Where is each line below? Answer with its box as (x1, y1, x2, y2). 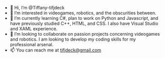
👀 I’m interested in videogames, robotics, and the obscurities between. (10, 10, 157, 16)
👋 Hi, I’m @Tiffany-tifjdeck (10, 5, 65, 10)
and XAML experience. (10, 26, 58, 32)
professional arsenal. (10, 42, 54, 47)
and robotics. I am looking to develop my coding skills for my (10, 36, 136, 42)
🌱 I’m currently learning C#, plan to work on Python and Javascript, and (10, 15, 158, 21)
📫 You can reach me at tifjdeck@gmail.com (10, 47, 102, 53)
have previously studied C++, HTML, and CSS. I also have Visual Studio (10, 20, 158, 26)
